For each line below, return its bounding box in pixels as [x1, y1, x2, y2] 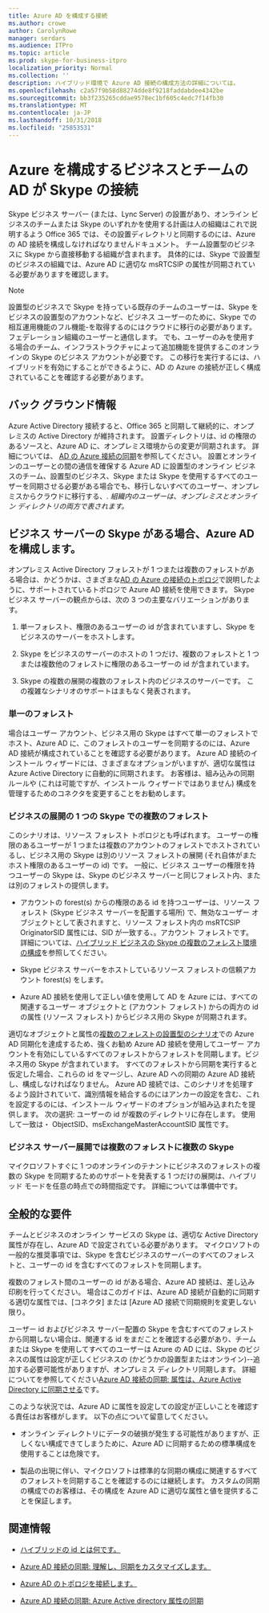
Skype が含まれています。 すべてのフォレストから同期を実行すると [38, 1059, 258, 1068]
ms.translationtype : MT [8, 101, 88, 109]
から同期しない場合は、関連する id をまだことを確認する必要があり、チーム [8, 1334, 256, 1344]
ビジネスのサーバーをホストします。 [19, 632, 139, 642]
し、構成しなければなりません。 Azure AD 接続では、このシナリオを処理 [8, 1079, 247, 1088]
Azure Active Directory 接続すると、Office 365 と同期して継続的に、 [8, 421, 234, 431]
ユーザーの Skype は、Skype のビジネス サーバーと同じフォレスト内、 [14, 870, 247, 880]
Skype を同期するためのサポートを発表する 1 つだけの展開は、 [23, 1171, 230, 1181]
